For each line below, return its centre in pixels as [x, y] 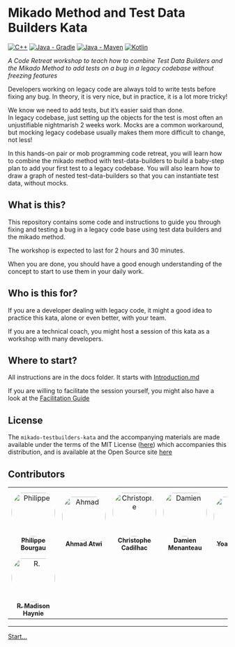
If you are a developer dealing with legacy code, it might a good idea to [110, 310]
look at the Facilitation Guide [49, 398]
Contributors [37, 474]
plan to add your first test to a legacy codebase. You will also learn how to [114, 168]
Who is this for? [43, 293]
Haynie [33, 613]
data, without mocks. [38, 183]
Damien [185, 540]
